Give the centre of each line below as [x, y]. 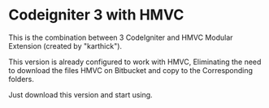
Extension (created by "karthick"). [65, 45]
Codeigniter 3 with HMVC [96, 15]
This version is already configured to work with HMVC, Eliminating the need [135, 62]
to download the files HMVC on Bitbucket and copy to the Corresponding [131, 70]
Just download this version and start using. [80, 94]
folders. [21, 79]
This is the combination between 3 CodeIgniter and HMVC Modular [121, 37]
